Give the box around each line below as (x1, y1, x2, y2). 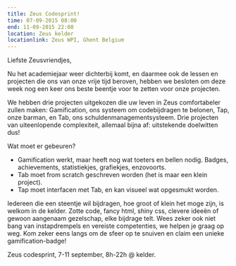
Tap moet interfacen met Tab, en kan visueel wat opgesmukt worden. (17, 186, 219, 194)
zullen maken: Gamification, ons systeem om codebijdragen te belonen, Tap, (7, 106, 230, 114)
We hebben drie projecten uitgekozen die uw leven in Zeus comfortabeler (7, 98, 221, 107)
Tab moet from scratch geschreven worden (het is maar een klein (17, 171, 208, 179)
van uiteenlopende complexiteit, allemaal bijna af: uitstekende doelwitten (7, 121, 218, 129)
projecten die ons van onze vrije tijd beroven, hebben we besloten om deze (7, 77, 226, 85)
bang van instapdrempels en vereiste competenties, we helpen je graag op (7, 222, 224, 230)
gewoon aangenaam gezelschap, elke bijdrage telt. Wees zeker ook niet (7, 214, 216, 223)
